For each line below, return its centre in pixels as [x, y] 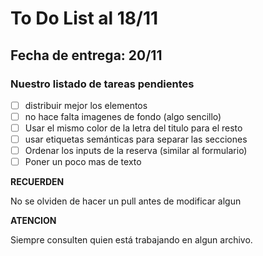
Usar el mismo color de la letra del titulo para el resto [133, 128]
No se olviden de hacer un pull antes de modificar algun [126, 201]
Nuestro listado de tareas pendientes [102, 84]
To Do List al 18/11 [84, 18]
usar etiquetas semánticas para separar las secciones [136, 139]
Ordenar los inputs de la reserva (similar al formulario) [136, 151]
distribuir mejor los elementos [86, 105]
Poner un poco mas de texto [83, 162]
